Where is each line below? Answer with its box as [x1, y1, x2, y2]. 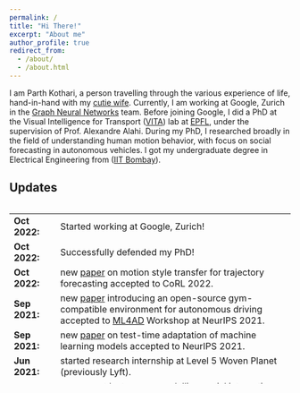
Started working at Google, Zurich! [60, 220, 205, 233]
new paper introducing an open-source [60, 292, 227, 304]
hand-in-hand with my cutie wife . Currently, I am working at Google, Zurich [9, 97, 286, 107]
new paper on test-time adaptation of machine [60, 329, 257, 341]
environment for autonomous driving [109, 303, 263, 315]
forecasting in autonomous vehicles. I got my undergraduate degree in [9, 144, 268, 155]
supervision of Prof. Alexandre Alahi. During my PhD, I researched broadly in [9, 125, 290, 136]
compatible [60, 303, 108, 315]
